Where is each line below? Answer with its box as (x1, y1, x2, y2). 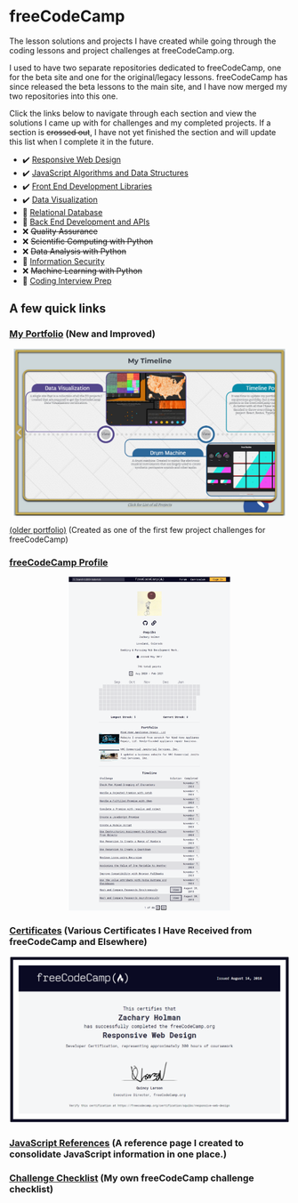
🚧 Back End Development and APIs (21, 216, 150, 227)
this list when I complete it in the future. (9, 136, 154, 147)
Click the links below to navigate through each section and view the (9, 108, 257, 118)
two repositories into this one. (9, 91, 118, 101)
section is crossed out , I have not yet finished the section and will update (9, 126, 277, 137)
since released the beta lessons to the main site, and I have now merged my (9, 81, 287, 92)
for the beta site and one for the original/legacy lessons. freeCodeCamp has (9, 71, 288, 82)
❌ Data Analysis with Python (21, 246, 127, 256)
